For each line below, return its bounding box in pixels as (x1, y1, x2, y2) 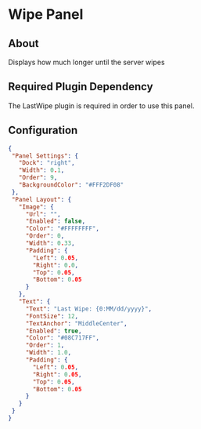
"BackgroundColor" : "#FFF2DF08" (18, 181, 124, 189)
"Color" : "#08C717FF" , (25, 334, 100, 342)
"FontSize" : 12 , (25, 312, 79, 320)
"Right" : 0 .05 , (32, 370, 82, 378)
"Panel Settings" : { (11, 151, 79, 160)
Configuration (8, 124, 78, 137)
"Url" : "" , (25, 210, 61, 218)
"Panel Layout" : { (11, 195, 72, 203)
